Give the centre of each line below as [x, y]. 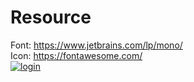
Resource [51, 17]
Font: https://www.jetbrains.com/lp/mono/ [96, 45]
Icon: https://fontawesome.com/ [76, 55]
